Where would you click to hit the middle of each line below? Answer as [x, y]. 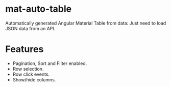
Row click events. [31, 74]
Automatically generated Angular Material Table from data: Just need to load [86, 23]
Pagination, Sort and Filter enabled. [50, 63]
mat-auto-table [39, 9]
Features [25, 49]
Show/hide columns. [34, 79]
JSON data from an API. [30, 28]
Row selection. [28, 69]
